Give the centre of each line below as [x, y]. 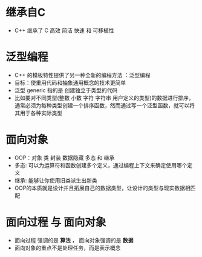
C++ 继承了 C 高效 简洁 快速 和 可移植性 [64, 30]
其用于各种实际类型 [38, 113]
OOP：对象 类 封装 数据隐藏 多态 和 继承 [64, 158]
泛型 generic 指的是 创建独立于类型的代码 [66, 90]
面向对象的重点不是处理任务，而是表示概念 [67, 248]
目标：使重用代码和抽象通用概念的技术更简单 [70, 82]
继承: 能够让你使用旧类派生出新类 [56, 180]
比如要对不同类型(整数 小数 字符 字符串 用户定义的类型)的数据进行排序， [104, 98]
